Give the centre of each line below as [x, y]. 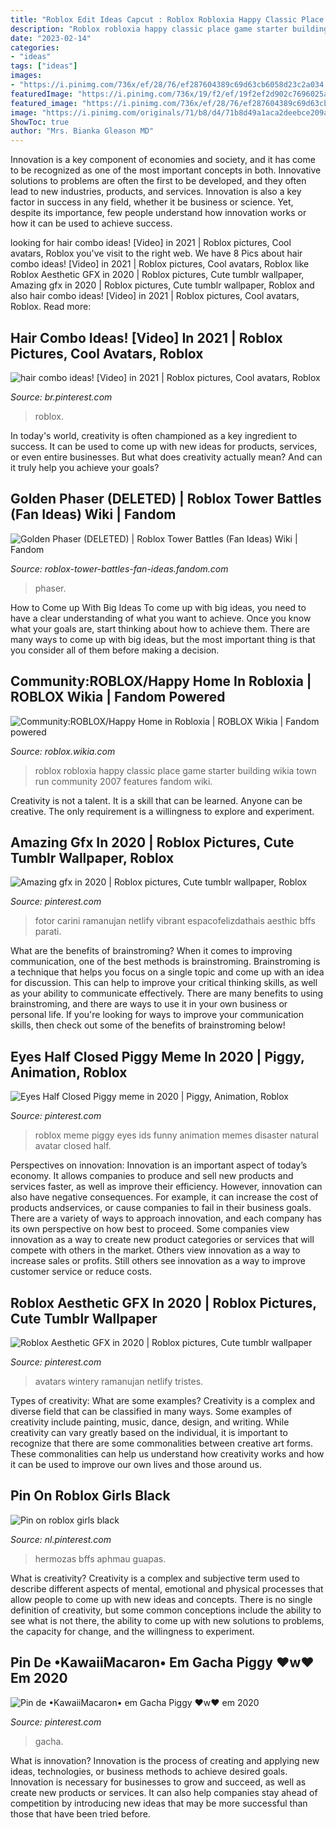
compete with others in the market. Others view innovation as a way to [155, 1250]
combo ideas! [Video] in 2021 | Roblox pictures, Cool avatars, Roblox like [160, 264]
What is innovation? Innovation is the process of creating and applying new [165, 1760]
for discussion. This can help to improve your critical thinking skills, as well [164, 983]
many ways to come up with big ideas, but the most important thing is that [163, 639]
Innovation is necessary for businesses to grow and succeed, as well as [158, 1782]
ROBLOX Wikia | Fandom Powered [118, 697]
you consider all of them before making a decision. [115, 650]
